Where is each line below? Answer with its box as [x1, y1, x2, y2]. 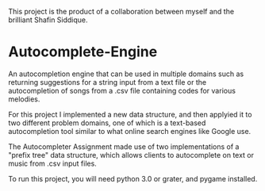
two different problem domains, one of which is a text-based [8, 118, 206, 128]
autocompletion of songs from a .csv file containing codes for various [8, 86, 236, 95]
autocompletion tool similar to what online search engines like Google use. [8, 126, 252, 136]
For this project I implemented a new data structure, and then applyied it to [8, 109, 252, 119]
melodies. [8, 94, 40, 104]
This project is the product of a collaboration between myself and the [8, 7, 235, 16]
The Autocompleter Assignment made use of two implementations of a [8, 142, 240, 151]
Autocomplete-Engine [8, 43, 158, 61]
